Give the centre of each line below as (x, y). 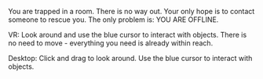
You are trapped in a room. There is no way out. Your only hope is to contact (131, 11)
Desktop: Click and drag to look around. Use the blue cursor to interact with (130, 58)
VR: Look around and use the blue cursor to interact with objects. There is (128, 35)
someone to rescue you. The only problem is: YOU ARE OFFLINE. (113, 20)
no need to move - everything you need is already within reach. (111, 43)
